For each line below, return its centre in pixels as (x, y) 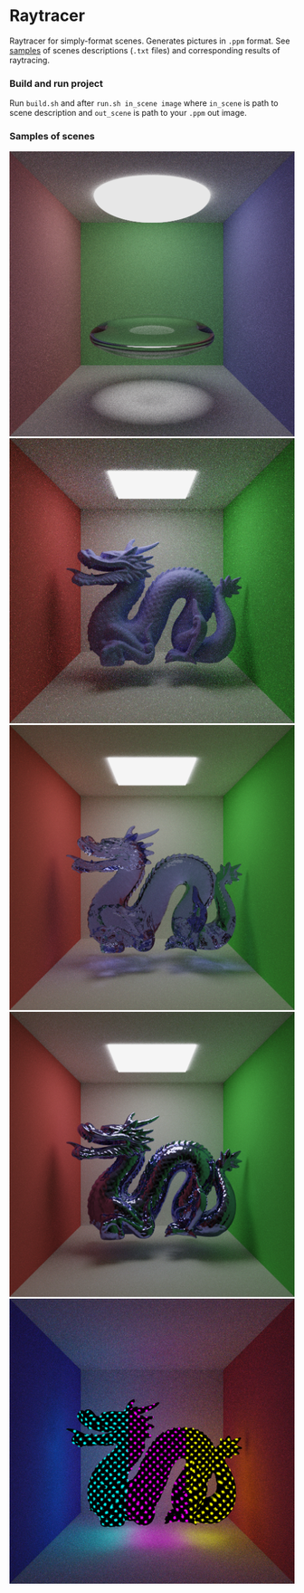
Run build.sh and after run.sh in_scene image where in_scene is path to (144, 103)
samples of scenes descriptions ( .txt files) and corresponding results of (145, 50)
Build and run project (57, 83)
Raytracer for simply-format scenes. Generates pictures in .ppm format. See (150, 41)
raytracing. (29, 60)
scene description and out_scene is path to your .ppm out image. (128, 113)
